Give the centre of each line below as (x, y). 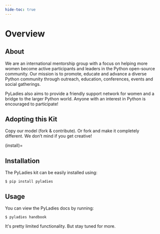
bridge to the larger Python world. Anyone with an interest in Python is (75, 98)
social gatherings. (23, 84)
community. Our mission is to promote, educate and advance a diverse (76, 74)
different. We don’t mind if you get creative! (49, 136)
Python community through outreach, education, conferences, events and (79, 79)
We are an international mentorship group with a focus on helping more (76, 63)
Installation (22, 161)
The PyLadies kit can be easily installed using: (51, 173)
